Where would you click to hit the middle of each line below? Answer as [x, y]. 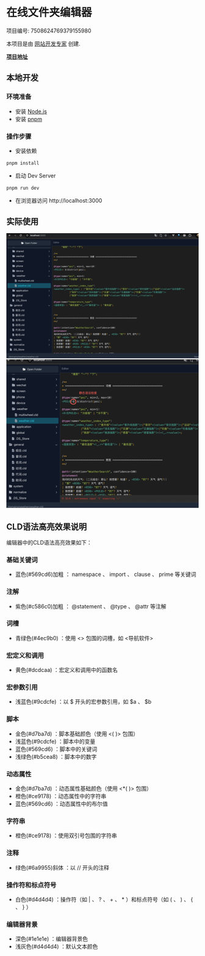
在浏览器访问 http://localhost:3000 [59, 200]
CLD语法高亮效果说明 [47, 527]
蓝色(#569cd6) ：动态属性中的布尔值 [61, 804]
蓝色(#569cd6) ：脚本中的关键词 [56, 749]
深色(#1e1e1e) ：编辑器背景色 [52, 939]
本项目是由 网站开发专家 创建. [43, 43]
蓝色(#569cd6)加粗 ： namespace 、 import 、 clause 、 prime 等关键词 [106, 574]
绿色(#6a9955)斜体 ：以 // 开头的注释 [62, 867]
